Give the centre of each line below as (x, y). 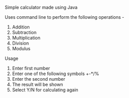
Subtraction (24, 32)
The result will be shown (37, 84)
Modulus (21, 48)
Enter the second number (38, 79)
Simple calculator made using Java (41, 7)
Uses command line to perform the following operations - (64, 17)
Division (20, 43)
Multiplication (26, 38)
